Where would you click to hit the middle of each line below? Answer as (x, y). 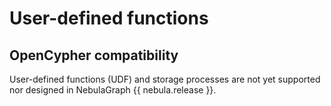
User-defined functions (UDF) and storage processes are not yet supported (165, 79)
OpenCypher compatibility (94, 55)
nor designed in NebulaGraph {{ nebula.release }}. (113, 90)
